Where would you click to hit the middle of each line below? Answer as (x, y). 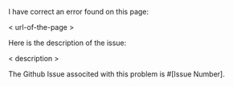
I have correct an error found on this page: (79, 12)
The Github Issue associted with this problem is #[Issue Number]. (117, 74)
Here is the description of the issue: (67, 43)
